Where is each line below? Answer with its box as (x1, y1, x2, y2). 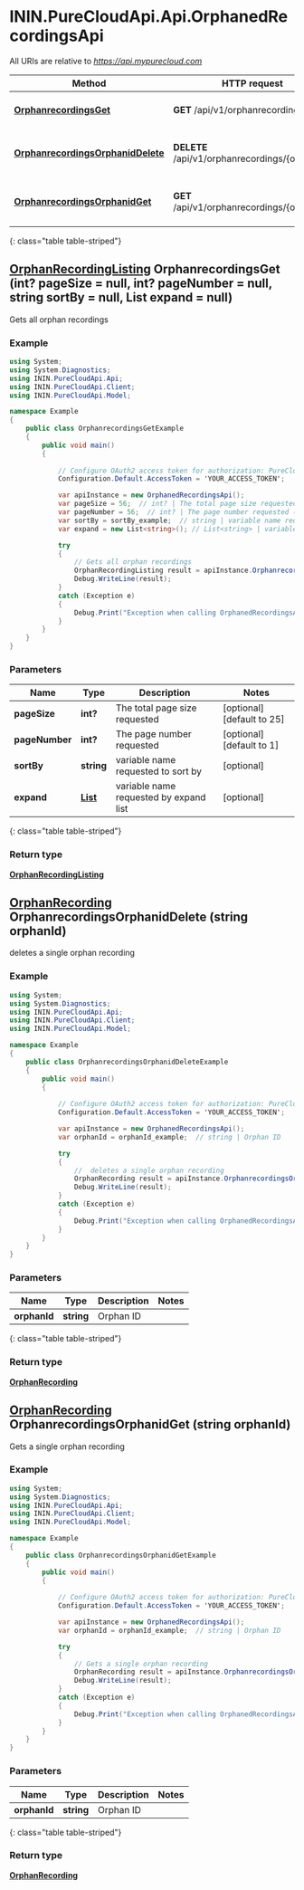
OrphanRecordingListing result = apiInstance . (73, 566, 253, 576)
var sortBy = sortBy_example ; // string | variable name (57, 516, 281, 525)
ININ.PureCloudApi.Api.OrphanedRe (9, 6, 289, 27)
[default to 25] (223, 713, 285, 726)
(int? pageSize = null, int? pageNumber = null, (9, 276, 273, 291)
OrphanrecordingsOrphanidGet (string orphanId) (9, 1417, 291, 1432)
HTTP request (221, 77, 283, 90)
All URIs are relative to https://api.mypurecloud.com (9, 55, 203, 66)
